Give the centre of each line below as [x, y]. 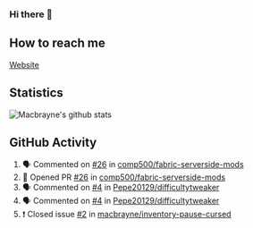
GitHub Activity [53, 142]
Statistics [37, 93]
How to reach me [57, 43]
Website [25, 64]
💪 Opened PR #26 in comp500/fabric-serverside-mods [124, 177]
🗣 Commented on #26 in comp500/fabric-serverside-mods [133, 165]
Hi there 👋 [31, 14]
